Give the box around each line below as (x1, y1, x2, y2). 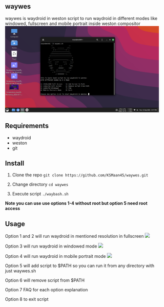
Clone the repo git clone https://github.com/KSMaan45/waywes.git (12, 172, 148, 178)
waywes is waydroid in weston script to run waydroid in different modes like (5, 15, 158, 21)
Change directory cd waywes (12, 181, 68, 188)
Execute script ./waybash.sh (12, 191, 69, 197)
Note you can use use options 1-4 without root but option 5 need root (5, 200, 148, 206)
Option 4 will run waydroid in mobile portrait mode (5, 253, 106, 259)
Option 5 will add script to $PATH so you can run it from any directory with (5, 263, 155, 269)
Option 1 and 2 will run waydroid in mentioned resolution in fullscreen (5, 233, 144, 239)
